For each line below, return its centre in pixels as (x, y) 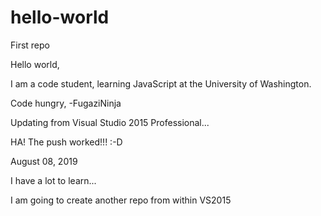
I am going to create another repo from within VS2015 (121, 200)
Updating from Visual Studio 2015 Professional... (110, 122)
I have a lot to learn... (53, 180)
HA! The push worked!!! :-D (66, 142)
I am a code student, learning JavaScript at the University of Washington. (161, 83)
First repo (30, 45)
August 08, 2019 (44, 161)
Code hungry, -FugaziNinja (66, 103)
